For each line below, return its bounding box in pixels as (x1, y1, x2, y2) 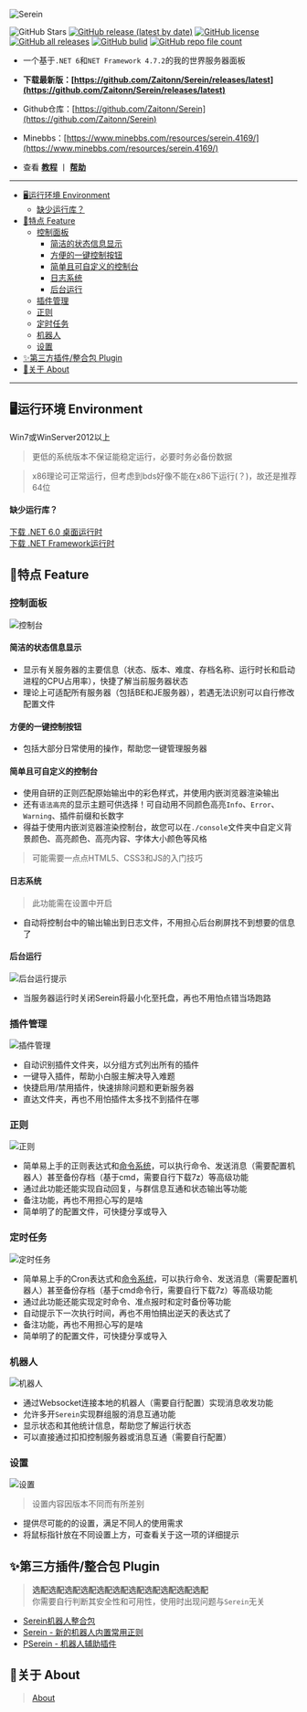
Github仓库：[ (22, 103, 76, 114)
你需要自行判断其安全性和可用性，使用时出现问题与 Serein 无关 (31, 1596, 265, 1607)
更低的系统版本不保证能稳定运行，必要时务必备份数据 (31, 450, 233, 461)
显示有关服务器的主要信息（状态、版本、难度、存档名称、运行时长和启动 (22, 663, 295, 675)
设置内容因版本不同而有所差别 (31, 1498, 144, 1509)
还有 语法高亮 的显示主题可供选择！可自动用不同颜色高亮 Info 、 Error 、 (22, 799, 280, 810)
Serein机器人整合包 (22, 1615, 96, 1626)
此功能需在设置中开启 (31, 897, 112, 908)
